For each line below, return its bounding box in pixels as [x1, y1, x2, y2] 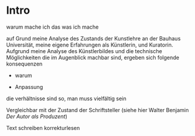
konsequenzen [6, 60, 43, 67]
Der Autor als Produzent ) [6, 113, 67, 120]
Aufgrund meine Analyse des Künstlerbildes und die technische [6, 47, 162, 54]
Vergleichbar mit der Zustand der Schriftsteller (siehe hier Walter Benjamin [6, 106, 189, 113]
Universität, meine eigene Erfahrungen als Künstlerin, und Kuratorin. [6, 41, 174, 48]
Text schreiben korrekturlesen [6, 124, 81, 131]
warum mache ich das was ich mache [6, 23, 99, 30]
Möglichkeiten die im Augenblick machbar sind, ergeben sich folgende [6, 54, 179, 61]
